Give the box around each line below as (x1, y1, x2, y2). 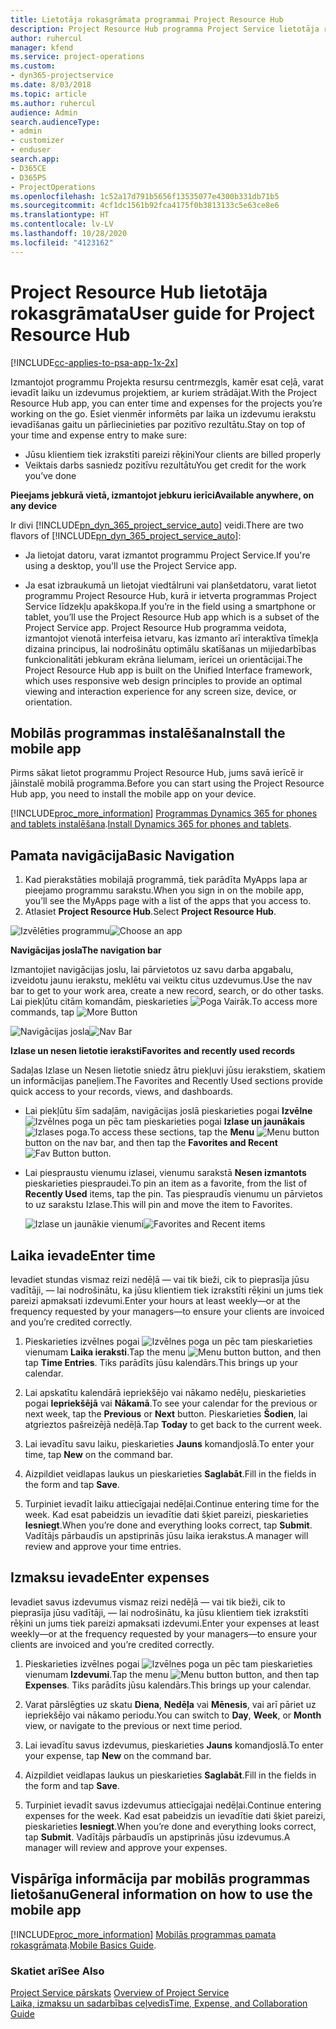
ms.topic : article (10, 89, 87, 99)
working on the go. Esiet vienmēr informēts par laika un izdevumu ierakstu (10, 407, 317, 420)
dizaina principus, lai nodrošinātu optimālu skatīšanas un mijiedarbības (24, 642, 317, 655)
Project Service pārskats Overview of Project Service (10, 1986, 230, 1998)
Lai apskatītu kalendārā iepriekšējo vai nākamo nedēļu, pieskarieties (24, 1387, 307, 1398)
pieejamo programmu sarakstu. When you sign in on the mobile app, (24, 884, 305, 896)
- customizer (10, 136, 65, 146)
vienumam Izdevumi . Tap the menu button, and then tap (24, 1668, 320, 1680)
